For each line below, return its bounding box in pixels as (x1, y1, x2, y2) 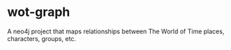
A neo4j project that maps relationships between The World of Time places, (7, 27, 225, 35)
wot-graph (7, 4, 70, 20)
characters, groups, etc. (7, 34, 77, 42)
